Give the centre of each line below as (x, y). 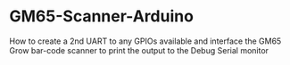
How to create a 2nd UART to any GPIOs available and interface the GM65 (145, 41)
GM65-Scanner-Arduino (102, 16)
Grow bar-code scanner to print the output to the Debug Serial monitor (139, 50)
